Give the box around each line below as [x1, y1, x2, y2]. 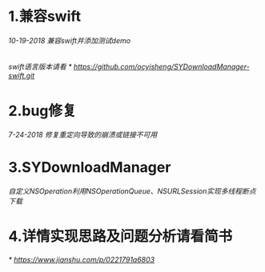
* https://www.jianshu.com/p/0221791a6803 [8, 254, 155, 264]
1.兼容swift [8, 7, 82, 26]
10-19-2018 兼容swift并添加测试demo [8, 35, 130, 45]
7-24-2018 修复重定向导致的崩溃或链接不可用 [8, 130, 158, 140]
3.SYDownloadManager [8, 158, 171, 177]
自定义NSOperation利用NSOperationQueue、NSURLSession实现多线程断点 [8, 186, 256, 196]
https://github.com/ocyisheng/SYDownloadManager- [73, 62, 250, 72]
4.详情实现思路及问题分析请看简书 [8, 227, 233, 246]
